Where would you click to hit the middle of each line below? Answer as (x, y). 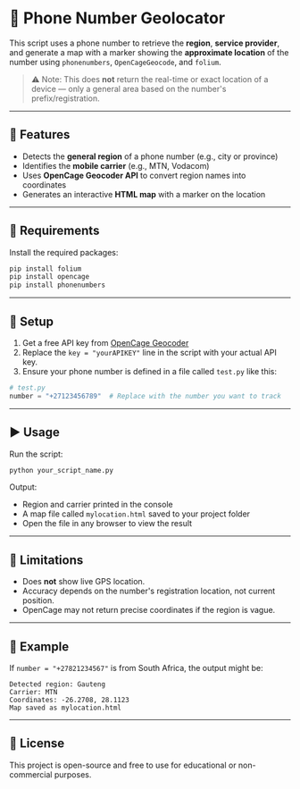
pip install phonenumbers (57, 285)
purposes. (73, 774)
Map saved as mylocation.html (66, 708)
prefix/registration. (65, 98)
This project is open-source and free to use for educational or (123, 765)
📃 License (37, 744)
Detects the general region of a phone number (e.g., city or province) (150, 156)
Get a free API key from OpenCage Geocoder (105, 343)
